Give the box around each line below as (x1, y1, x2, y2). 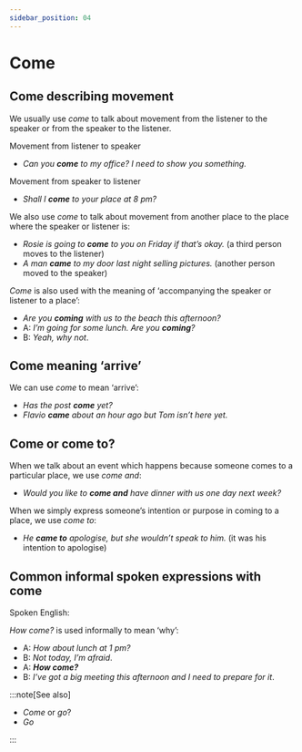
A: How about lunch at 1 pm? (22, 643, 131, 654)
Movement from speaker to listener (9, 175, 141, 187)
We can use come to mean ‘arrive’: (9, 382, 139, 393)
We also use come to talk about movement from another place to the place (9, 211, 289, 221)
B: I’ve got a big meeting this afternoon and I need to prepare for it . (22, 672, 275, 683)
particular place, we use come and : (9, 470, 142, 481)
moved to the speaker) (22, 267, 108, 278)
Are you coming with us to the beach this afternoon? (22, 312, 221, 324)
